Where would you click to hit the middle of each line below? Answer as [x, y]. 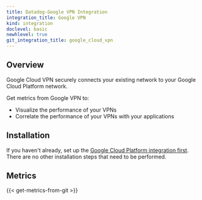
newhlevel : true [27, 35]
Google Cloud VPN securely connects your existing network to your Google [101, 79]
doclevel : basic [27, 29]
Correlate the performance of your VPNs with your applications [95, 116]
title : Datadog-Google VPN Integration [57, 12]
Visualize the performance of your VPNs [66, 110]
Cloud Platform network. [37, 86]
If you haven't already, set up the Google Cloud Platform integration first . [98, 150]
